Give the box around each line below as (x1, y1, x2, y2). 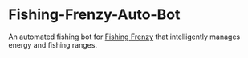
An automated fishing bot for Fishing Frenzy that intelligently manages (8, 32, 241, 41)
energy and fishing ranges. (8, 40, 98, 49)
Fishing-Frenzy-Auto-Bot (8, 6, 181, 24)
